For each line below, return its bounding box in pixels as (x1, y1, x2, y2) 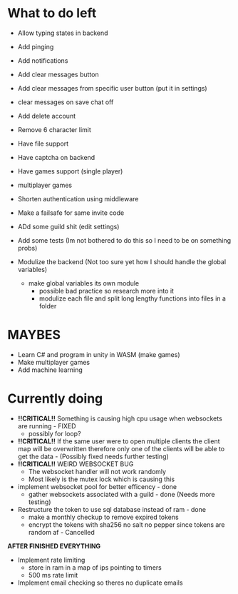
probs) (17, 243, 38, 252)
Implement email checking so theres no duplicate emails (17, 578, 183, 587)
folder (38, 301, 57, 310)
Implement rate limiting (17, 555, 86, 564)
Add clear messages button (17, 70, 99, 79)
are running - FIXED (17, 421, 76, 430)
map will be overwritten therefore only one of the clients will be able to (17, 444, 225, 453)
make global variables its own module (28, 278, 140, 287)
